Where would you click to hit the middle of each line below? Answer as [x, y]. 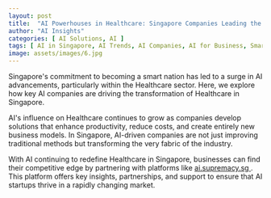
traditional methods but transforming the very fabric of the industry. [121, 143]
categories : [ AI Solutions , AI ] [67, 38]
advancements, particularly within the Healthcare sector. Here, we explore [132, 85]
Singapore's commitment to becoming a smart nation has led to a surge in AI [135, 76]
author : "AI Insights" [46, 31]
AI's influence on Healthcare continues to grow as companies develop [125, 118]
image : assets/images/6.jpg [56, 53]
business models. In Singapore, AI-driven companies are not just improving [133, 135]
